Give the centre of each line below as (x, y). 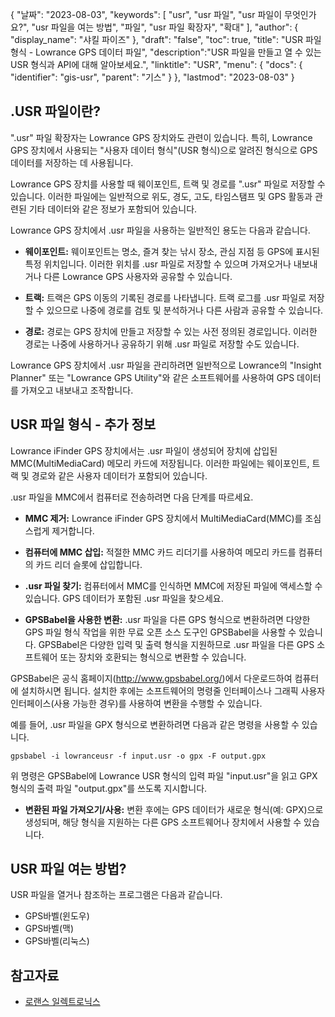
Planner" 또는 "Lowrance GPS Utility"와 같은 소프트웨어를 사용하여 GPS (152, 377)
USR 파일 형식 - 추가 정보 (83, 424)
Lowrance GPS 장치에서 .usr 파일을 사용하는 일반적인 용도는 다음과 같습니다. (160, 230)
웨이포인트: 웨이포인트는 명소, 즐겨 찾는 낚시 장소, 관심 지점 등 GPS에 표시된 (172, 251)
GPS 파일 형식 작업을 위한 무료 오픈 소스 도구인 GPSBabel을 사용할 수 (160, 632)
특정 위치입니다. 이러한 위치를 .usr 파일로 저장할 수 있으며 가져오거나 (158, 264)
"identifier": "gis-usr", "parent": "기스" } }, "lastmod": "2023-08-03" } (152, 77)
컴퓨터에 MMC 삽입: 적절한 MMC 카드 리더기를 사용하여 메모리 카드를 (160, 552)
